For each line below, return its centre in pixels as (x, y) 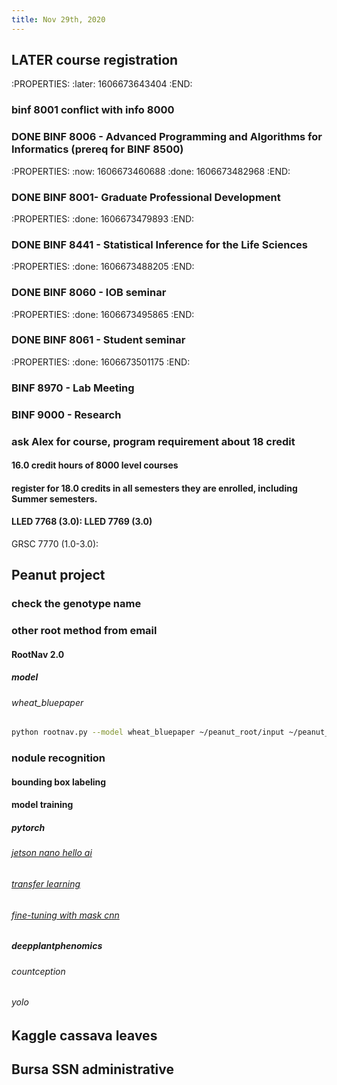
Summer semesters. (54, 498)
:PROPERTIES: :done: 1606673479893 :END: (103, 218)
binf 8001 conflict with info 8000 (93, 110)
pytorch (28, 827)
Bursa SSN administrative (92, 1069)
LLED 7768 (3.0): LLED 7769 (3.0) (82, 522)
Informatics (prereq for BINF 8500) (97, 149)
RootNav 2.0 (38, 654)
